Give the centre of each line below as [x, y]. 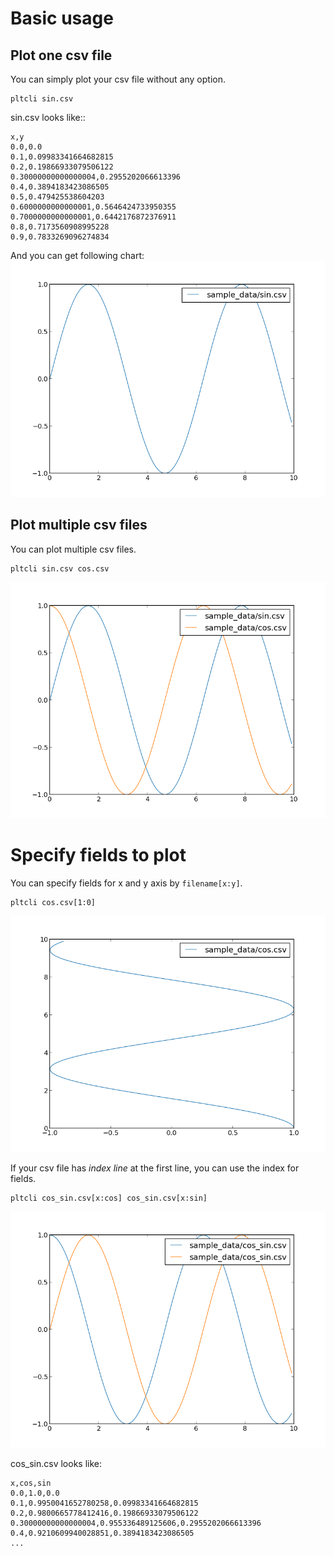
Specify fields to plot [98, 855]
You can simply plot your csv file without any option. [118, 79]
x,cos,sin [31, 1483]
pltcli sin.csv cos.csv [60, 568]
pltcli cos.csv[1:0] [53, 902]
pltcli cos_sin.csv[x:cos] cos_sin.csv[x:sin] [109, 1198]
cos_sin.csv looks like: [56, 1463]
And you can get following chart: [77, 255]
